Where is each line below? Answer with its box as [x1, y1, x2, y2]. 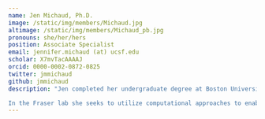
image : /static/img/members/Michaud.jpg [8, 19, 144, 27]
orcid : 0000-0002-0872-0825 [8, 63, 101, 71]
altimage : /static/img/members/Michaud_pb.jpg [8, 26, 164, 34]
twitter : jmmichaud [8, 70, 73, 78]
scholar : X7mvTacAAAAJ [8, 56, 83, 64]
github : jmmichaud [8, 77, 69, 85]
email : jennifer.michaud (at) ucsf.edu [8, 48, 140, 56]
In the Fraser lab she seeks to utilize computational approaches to [8, 99, 242, 107]
